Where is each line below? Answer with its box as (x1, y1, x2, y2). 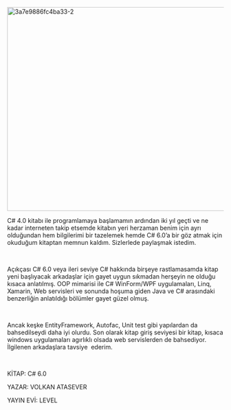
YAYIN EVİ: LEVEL (7, 396, 58, 404)
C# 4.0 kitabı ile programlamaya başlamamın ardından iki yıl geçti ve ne (7, 217, 208, 224)
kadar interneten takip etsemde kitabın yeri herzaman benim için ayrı (7, 224, 201, 232)
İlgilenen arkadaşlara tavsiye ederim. (7, 343, 113, 351)
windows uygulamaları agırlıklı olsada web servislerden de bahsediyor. (7, 336, 207, 343)
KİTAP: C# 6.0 (7, 369, 47, 378)
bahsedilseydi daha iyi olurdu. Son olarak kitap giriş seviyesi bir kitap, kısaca (7, 328, 223, 336)
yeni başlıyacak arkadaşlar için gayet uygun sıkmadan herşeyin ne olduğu (7, 272, 216, 281)
